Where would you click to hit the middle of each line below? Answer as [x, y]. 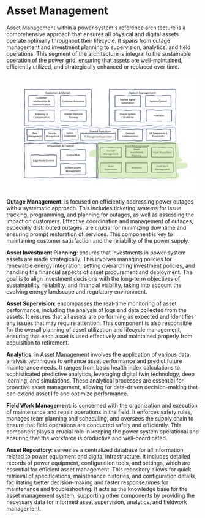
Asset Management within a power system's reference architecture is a [96, 28]
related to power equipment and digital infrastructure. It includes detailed [99, 456]
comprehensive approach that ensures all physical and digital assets [93, 34]
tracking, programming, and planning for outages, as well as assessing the [100, 215]
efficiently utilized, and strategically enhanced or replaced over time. [93, 67]
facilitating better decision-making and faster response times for [88, 482]
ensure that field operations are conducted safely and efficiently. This [94, 425]
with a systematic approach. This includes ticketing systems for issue [94, 208]
